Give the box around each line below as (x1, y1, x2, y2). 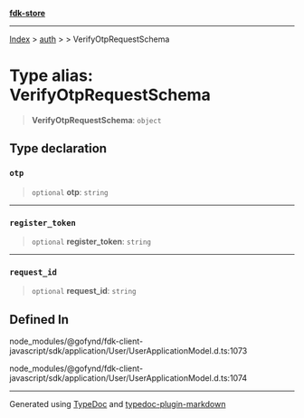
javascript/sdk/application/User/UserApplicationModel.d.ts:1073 (9, 345, 248, 356)
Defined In (9, 312, 70, 327)
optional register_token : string (31, 236, 152, 247)
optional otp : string (31, 186, 109, 198)
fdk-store (9, 8, 46, 18)
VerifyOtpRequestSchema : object (31, 114, 162, 125)
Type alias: (9, 65, 93, 86)
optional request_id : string (31, 286, 138, 296)
